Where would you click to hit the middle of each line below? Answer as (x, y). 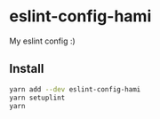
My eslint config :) (42, 41)
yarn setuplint (37, 98)
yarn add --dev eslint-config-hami (75, 89)
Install (27, 69)
